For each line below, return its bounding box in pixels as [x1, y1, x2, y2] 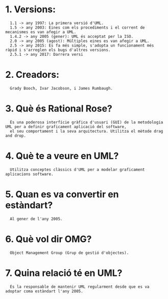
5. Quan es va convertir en [5, 188, 119, 200]
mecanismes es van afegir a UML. [5, 29, 77, 34]
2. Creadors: [5, 69, 60, 80]
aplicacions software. [5, 172, 54, 177]
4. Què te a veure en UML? [5, 150, 119, 162]
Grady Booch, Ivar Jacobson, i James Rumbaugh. [10, 86, 113, 91]
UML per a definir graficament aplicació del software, [5, 124, 127, 129]
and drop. [5, 133, 27, 138]
